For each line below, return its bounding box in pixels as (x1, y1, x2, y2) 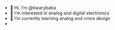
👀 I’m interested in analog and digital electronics (10, 10, 109, 16)
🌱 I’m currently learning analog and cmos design (10, 15, 110, 21)
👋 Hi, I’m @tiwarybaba (10, 5, 56, 10)
